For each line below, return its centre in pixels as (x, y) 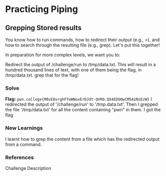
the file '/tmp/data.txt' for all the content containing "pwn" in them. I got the (83, 110)
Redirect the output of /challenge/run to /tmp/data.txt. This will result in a (81, 64)
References (20, 157)
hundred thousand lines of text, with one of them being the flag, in (73, 70)
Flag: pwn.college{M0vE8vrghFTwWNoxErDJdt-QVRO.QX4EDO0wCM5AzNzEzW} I (78, 99)
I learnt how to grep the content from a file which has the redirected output (82, 139)
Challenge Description (28, 168)
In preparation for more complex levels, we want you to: (63, 55)
